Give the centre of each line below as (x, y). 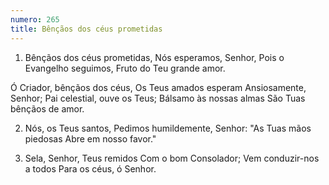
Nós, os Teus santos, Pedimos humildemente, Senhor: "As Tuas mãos (168, 128)
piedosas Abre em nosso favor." (90, 138)
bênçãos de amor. (47, 108)
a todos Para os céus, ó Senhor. (90, 168)
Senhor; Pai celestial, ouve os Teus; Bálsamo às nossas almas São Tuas (158, 98)
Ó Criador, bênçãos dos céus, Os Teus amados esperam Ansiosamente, (158, 87)
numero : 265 (35, 19)
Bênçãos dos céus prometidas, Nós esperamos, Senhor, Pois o (154, 57)
